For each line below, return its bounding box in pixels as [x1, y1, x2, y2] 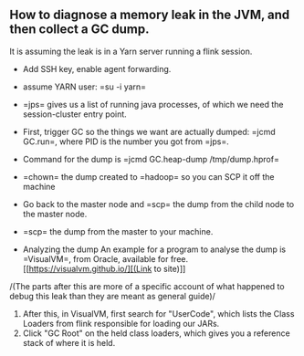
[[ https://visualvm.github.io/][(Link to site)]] [22, 263, 186, 274]
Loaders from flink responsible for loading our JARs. [22, 318, 220, 329]
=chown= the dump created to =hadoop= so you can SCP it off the [22, 171, 275, 182]
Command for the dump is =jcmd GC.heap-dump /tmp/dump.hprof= [22, 153, 280, 164]
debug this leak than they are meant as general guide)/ [9, 290, 216, 301]
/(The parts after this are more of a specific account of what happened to [9, 280, 285, 291]
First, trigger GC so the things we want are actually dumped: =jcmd [22, 126, 276, 137]
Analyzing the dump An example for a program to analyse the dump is [22, 244, 287, 255]
